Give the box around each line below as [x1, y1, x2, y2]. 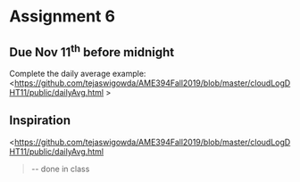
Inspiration [9, 113, 71, 128]
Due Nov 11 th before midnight [9, 42, 175, 60]
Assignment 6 [9, 6, 116, 27]
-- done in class [30, 163, 90, 174]
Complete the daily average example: [9, 69, 146, 79]
